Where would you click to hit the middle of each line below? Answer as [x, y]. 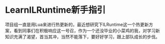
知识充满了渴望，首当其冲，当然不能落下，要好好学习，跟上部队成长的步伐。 [82, 37]
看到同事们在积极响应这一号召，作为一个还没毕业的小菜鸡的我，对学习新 [87, 30]
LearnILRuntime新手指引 [55, 10]
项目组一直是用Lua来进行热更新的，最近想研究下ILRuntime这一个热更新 [77, 24]
